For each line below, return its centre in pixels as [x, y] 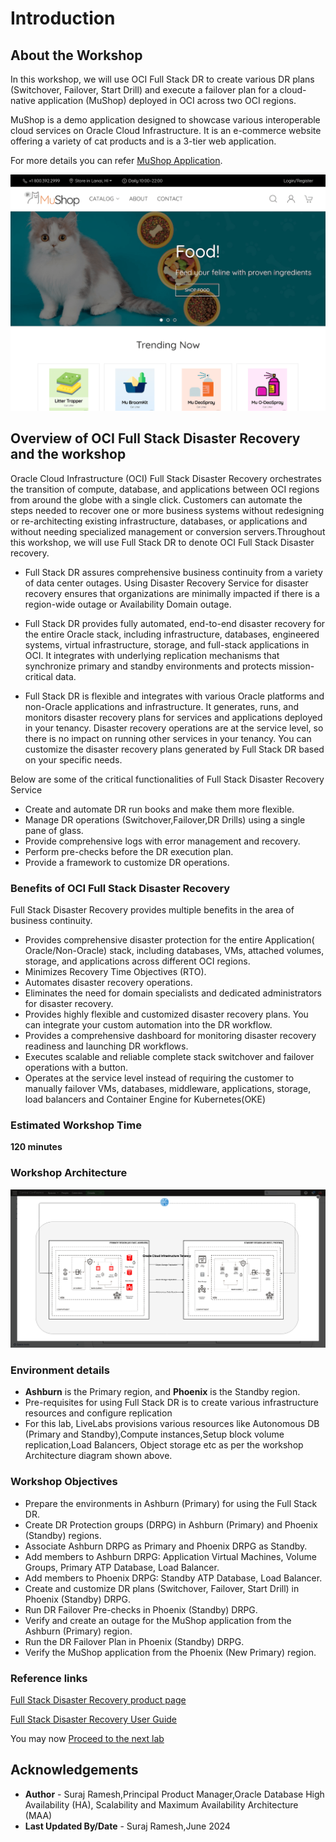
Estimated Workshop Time [76, 1125]
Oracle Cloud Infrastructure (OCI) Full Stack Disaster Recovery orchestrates [166, 478]
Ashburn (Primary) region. [78, 1631]
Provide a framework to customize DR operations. [127, 862]
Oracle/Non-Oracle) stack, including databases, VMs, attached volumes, [174, 951]
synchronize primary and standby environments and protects [150, 666]
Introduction [63, 18]
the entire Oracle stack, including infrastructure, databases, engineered [172, 634]
